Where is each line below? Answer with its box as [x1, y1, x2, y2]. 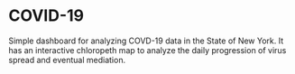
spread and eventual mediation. [8, 54, 126, 65]
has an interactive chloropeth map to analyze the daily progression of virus [8, 44, 287, 55]
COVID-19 [8, 5, 85, 26]
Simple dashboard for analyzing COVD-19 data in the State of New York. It [8, 35, 284, 46]
